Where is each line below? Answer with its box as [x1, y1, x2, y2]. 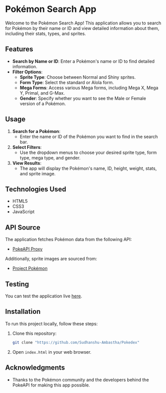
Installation [5, 307, 41, 316]
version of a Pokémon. [19, 101, 66, 107]
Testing [5, 280, 29, 288]
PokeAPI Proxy [12, 246, 43, 252]
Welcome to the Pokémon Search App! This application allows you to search [5, 20, 162, 26]
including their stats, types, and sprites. [5, 30, 86, 36]
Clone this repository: [12, 330, 57, 336]
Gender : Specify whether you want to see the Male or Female [19, 95, 147, 101]
